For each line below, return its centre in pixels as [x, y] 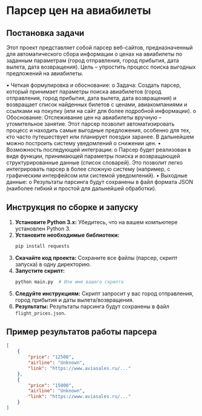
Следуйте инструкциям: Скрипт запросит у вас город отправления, [104, 293]
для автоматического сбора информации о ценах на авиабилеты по [94, 54]
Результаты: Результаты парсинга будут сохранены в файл [92, 306]
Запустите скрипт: [40, 270]
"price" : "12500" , [51, 357]
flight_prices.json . [40, 313]
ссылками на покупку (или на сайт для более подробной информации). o [101, 111]
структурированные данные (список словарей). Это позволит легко [95, 162]
